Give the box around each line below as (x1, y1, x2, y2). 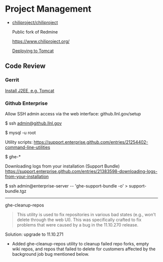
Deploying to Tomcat (12, 48, 54, 54)
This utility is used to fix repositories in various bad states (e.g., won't (16, 211, 156, 217)
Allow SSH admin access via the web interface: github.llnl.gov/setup (5, 111, 141, 116)
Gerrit (5, 76, 19, 83)
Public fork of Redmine (12, 29, 58, 35)
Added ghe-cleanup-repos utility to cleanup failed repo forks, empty (12, 241, 149, 246)
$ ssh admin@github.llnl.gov (5, 120, 62, 126)
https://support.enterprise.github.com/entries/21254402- (33, 139, 148, 145)
